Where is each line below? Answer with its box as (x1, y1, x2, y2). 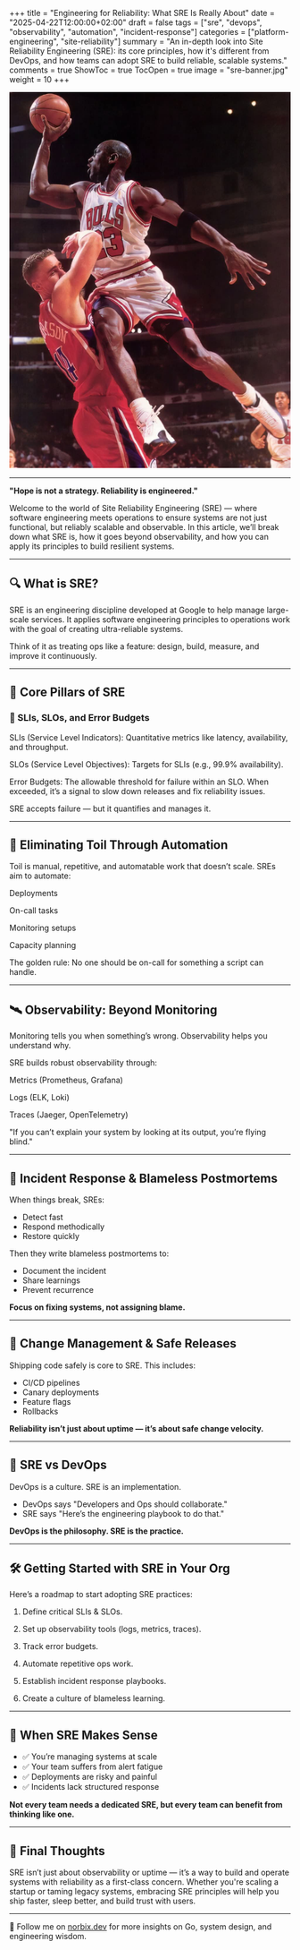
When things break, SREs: (9, 1194, 105, 1205)
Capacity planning (9, 940, 77, 951)
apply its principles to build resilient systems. (9, 541, 175, 552)
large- (266, 604, 289, 615)
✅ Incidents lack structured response (21, 1782, 160, 1792)
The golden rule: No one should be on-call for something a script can (9, 957, 264, 968)
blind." (9, 1136, 33, 1147)
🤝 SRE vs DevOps (9, 1458, 107, 1473)
